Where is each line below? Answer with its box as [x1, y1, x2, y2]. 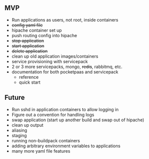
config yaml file [11, 22, 43, 28]
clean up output [11, 122, 44, 128]
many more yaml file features [11, 148, 71, 154]
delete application [11, 48, 48, 54]
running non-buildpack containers [11, 137, 80, 143]
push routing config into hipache [11, 32, 77, 38]
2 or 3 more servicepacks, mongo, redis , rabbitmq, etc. [11, 64, 123, 69]
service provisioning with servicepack [11, 58, 88, 64]
